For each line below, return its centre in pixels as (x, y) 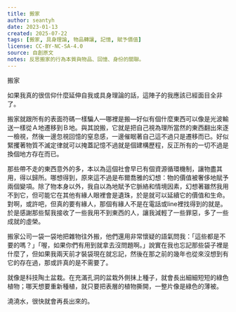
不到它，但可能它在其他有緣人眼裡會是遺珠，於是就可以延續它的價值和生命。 (118, 195)
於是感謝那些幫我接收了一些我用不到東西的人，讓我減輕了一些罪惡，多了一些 (118, 212)
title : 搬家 (24, 14)
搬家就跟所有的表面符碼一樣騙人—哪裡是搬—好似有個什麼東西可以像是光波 (115, 118)
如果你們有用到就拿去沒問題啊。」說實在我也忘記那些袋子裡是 (141, 245)
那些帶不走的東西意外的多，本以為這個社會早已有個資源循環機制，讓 (106, 168)
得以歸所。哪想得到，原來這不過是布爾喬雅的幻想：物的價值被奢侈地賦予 (124, 177)
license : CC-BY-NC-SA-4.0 (45, 46)
